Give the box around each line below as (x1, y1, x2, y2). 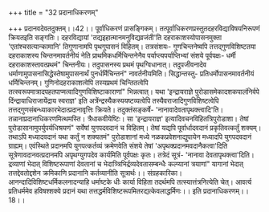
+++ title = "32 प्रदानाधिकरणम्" (8, 8, 99, 17)
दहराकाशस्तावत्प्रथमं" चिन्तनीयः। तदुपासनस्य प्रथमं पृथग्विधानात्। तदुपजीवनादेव (8, 60, 207, 69)
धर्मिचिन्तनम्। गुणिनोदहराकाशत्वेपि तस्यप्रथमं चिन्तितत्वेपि (8, 78, 149, 88)
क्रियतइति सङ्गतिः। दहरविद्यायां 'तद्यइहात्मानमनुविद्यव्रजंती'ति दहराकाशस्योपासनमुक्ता (8, 33, 222, 42)
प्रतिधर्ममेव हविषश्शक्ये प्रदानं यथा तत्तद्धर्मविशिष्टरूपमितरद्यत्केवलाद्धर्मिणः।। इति (8, 186, 202, 196)
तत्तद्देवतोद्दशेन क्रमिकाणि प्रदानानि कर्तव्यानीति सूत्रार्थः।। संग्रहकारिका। (8, 169, 183, 177)
